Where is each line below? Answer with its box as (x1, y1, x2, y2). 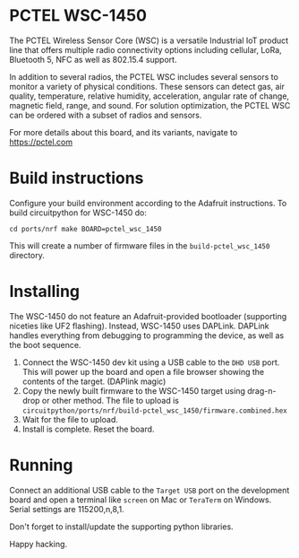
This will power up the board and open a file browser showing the (21, 366, 265, 377)
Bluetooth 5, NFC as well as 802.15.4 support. (9, 54, 177, 65)
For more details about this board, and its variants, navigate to (9, 126, 238, 137)
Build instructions (9, 168, 144, 188)
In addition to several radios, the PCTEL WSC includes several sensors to (9, 71, 279, 82)
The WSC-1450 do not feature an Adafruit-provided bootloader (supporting (9, 310, 287, 321)
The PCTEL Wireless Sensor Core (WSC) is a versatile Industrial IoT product (9, 35, 289, 46)
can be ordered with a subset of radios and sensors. (9, 109, 202, 120)
